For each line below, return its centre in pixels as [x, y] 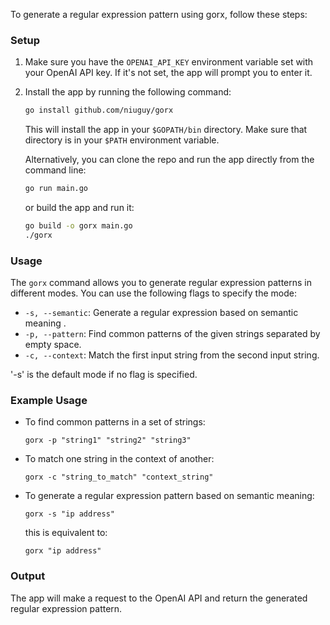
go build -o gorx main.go [78, 226]
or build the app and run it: [79, 208]
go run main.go [56, 189]
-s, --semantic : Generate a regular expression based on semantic [161, 313]
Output [28, 576]
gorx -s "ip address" [69, 514]
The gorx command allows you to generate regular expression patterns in [161, 283]
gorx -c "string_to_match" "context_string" [119, 477]
